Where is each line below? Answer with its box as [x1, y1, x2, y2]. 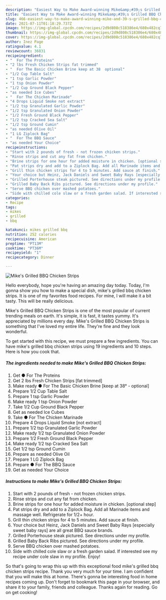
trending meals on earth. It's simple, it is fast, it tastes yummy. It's [5, 313, 139, 319]
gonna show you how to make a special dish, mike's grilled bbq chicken [5, 287, 151, 293]
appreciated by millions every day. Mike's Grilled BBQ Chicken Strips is [5, 318, 150, 324]
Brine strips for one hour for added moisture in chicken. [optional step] [12, 501, 156, 507]
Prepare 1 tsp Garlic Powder [12, 393, 69, 399]
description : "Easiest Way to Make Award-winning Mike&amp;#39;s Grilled [5, 7, 161, 12]
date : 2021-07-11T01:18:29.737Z [5, 21, 72, 26]
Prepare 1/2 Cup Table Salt [12, 388, 67, 394]
